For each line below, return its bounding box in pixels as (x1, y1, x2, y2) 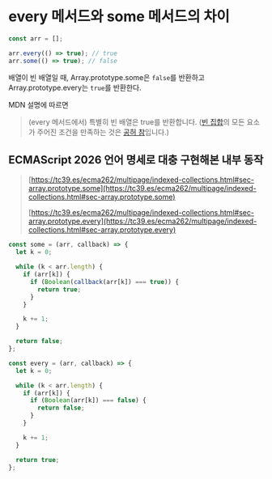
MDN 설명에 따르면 (8, 100, 69, 109)
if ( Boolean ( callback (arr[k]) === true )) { (29, 278, 180, 286)
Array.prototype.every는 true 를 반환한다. (8, 83, 142, 92)
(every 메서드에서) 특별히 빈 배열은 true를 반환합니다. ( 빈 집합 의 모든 (28, 117, 245, 126)
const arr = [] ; (8, 34, 63, 43)
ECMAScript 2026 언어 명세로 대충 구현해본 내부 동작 (8, 153, 264, 167)
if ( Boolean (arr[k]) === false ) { (29, 396, 147, 405)
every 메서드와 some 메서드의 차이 (8, 7, 231, 26)
